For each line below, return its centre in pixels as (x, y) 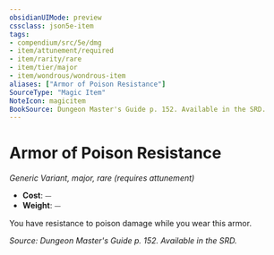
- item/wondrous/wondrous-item (68, 76)
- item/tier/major (43, 68)
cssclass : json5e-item (51, 26)
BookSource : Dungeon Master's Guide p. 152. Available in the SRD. (138, 109)
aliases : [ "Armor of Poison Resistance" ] (88, 84)
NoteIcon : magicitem (48, 101)
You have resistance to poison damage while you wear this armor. (131, 224)
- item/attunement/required (62, 51)
